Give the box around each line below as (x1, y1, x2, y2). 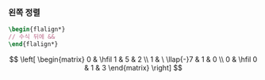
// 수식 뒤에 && (8, 33, 56, 41)
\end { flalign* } (8, 40, 59, 48)
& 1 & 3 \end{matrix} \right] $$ (84, 63, 182, 72)
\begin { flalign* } (8, 25, 66, 33)
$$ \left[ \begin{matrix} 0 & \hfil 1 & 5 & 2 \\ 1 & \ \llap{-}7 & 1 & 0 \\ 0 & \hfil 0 (9, 54, 258, 64)
